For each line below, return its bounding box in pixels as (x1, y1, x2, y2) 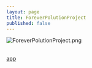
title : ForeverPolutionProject (6, 15, 86, 21)
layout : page (6, 8, 40, 15)
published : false (6, 20, 51, 26)
